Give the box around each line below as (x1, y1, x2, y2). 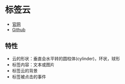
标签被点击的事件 (12, 73, 46, 80)
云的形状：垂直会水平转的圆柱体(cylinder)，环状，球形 (12, 56, 120, 61)
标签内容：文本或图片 (12, 61, 55, 68)
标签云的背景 (12, 68, 38, 73)
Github (12, 27, 26, 32)
